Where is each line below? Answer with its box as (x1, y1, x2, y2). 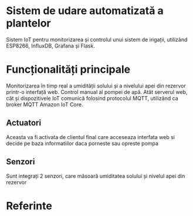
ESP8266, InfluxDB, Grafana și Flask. (6, 42, 95, 49)
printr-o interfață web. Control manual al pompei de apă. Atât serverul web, (6, 88, 188, 95)
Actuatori (6, 118, 42, 128)
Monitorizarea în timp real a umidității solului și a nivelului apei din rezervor (6, 82, 187, 89)
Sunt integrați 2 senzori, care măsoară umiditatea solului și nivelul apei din (6, 172, 185, 180)
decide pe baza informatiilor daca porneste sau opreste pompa (6, 140, 158, 147)
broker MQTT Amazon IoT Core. (6, 101, 83, 108)
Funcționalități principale (6, 63, 131, 76)
